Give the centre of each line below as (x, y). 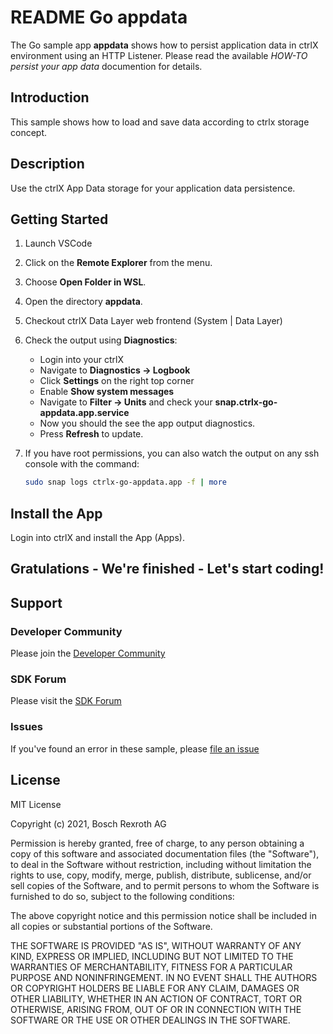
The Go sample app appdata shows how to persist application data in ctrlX (164, 45)
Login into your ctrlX (82, 360)
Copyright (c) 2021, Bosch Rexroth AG (88, 823)
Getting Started (59, 219)
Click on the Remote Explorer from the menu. (118, 263)
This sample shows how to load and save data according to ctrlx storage (160, 122)
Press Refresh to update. (91, 434)
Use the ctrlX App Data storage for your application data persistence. (153, 188)
